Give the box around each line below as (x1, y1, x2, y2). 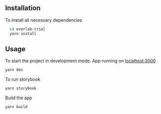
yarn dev (5, 68, 23, 73)
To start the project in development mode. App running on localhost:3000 (5, 58, 156, 64)
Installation (5, 4, 41, 12)
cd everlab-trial (9, 27, 46, 32)
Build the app (5, 95, 32, 101)
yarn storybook (5, 86, 37, 91)
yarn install (9, 31, 37, 36)
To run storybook (5, 76, 41, 82)
